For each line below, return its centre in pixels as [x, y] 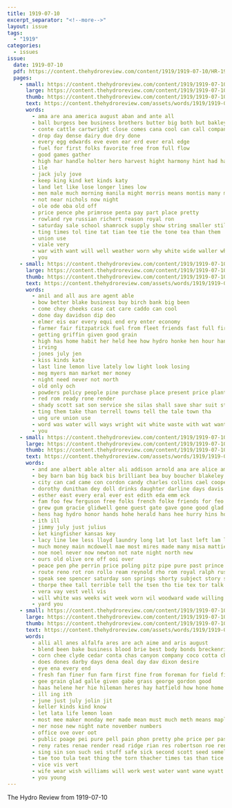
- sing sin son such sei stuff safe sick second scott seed [120, 752]
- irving [45, 347]
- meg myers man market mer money [81, 373]
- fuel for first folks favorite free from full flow [111, 148]
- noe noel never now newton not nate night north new [113, 553]
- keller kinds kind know [69, 707]
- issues [26, 52]
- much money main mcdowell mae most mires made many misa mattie [129, 546]
